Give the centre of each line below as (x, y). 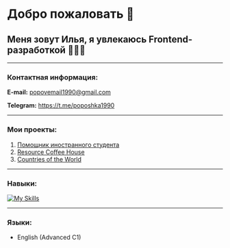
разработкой (37, 50)
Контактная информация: (52, 77)
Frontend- (170, 39)
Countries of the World (49, 159)
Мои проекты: (32, 129)
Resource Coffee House (51, 152)
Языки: (20, 222)
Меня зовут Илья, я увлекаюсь (77, 39)
